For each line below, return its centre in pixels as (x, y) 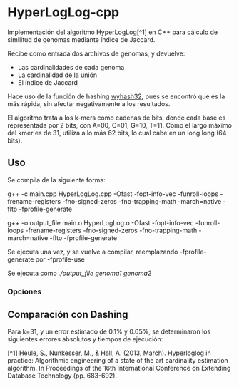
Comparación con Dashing (68, 315)
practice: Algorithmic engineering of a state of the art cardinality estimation (118, 361)
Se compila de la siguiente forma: (56, 180)
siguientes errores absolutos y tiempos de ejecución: (85, 339)
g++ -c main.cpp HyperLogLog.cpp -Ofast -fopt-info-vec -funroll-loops (113, 194)
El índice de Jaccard (48, 82)
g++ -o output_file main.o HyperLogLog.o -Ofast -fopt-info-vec (101, 222)
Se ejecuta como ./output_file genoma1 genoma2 (80, 273)
